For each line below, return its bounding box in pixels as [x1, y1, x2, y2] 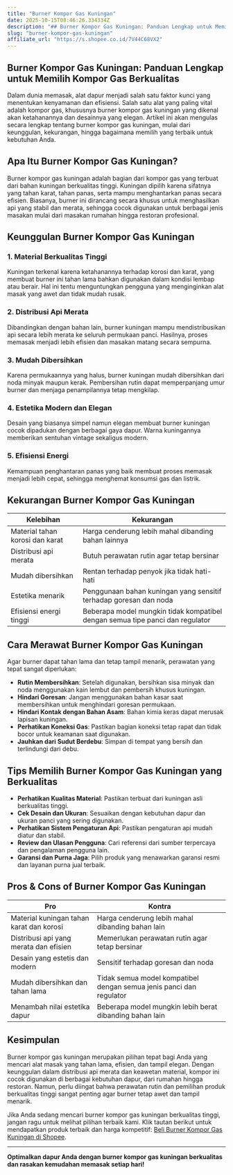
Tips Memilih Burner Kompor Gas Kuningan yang [7, 765, 223, 777]
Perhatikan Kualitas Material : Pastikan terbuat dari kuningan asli [17, 794, 203, 803]
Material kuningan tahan [10, 913, 89, 923]
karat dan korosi [10, 922, 64, 932]
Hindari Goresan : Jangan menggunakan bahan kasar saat [17, 693, 184, 702]
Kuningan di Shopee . [7, 1133, 67, 1141]
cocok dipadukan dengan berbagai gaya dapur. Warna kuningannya [7, 426, 201, 435]
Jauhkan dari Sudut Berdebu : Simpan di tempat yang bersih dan [17, 738, 203, 746]
